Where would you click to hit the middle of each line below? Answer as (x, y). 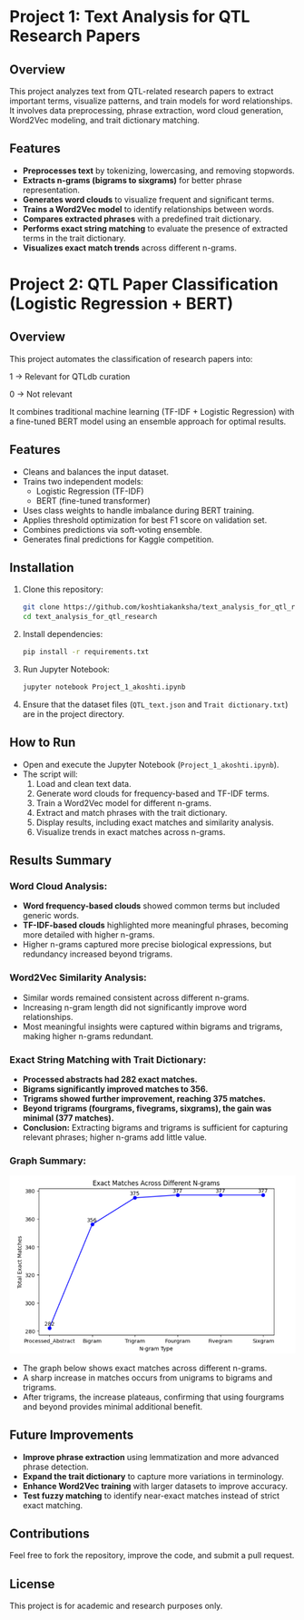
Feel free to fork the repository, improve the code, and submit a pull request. (152, 1556)
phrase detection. (55, 1467)
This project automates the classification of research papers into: (131, 358)
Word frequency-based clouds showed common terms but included (151, 906)
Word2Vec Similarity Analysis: (78, 977)
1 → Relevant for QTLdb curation (70, 376)
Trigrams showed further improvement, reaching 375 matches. (144, 1099)
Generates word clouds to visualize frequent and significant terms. (148, 199)
